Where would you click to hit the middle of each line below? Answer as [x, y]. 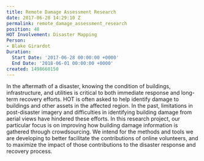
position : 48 [23, 29]
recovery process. [29, 151]
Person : [16, 40]
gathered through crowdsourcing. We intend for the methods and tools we [100, 132]
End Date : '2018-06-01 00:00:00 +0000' [63, 63]
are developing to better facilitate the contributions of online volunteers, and [102, 138]
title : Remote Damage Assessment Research [61, 12]
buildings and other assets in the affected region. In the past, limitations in [100, 106]
